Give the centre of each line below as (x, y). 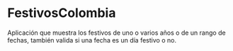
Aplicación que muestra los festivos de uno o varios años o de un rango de (116, 33)
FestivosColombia (62, 13)
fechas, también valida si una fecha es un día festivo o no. (92, 40)
